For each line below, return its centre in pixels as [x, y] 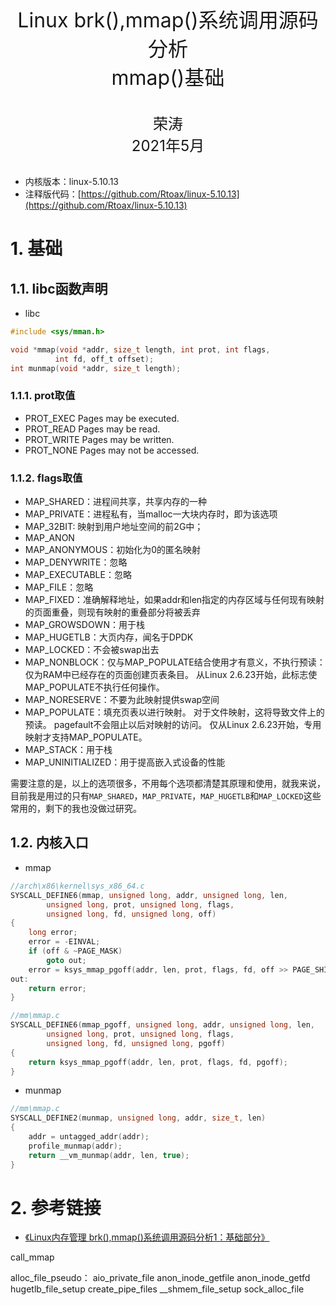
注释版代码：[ [53, 194]
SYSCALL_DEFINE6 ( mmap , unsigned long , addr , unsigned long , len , [149, 895]
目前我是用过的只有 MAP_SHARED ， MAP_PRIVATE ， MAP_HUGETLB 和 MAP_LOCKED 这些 [166, 796]
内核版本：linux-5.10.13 [71, 181]
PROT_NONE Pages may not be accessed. [112, 450]
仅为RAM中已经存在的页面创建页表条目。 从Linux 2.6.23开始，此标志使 [171, 675]
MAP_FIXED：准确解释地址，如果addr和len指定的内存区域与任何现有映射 [174, 600]
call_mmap [32, 1257]
